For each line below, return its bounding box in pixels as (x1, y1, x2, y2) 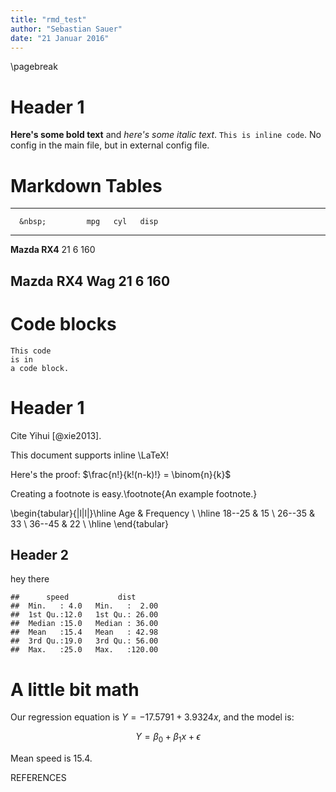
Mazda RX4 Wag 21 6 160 (10, 272, 171, 290)
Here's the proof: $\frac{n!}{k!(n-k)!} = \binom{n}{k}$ (10, 468, 232, 480)
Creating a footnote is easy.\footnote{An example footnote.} (10, 487, 258, 500)
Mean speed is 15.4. (10, 752, 93, 765)
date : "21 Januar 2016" (10, 33, 110, 43)
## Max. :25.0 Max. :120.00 (10, 645, 159, 655)
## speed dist (10, 592, 137, 603)
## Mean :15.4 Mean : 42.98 (10, 627, 159, 638)
